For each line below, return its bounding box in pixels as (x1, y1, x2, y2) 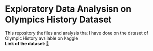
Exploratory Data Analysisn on (5, 3, 131, 15)
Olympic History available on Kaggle (5, 35, 78, 41)
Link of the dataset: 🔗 (5, 40, 49, 46)
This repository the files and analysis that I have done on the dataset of (5, 30, 148, 36)
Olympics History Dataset (5, 14, 112, 25)
